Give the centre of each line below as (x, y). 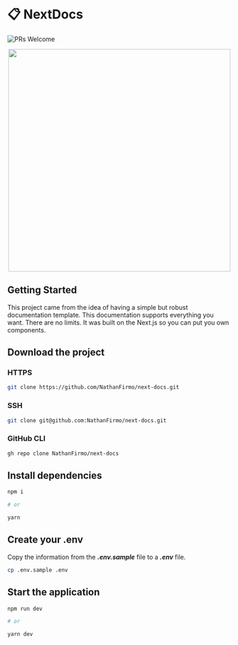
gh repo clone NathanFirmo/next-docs (63, 453)
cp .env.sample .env (38, 570)
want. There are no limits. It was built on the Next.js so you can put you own (118, 322)
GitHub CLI (27, 439)
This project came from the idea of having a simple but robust (98, 307)
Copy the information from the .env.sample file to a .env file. (97, 557)
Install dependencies (55, 476)
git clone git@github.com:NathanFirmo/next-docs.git (87, 420)
